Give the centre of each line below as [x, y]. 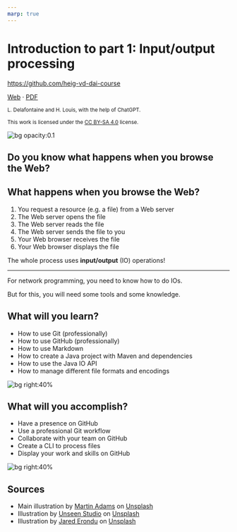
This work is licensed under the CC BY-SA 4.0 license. [73, 122]
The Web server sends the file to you [71, 231]
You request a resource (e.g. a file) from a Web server [96, 209]
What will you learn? [53, 317]
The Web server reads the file [61, 224]
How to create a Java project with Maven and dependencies [105, 356]
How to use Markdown [50, 348]
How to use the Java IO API [57, 363]
